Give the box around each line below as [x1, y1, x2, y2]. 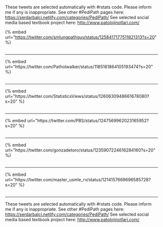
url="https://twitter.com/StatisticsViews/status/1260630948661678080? [5, 94, 149, 99]
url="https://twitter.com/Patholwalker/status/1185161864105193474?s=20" [5, 64, 153, 70]
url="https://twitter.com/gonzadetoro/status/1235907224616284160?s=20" [5, 147, 156, 153]
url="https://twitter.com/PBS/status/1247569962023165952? [27, 118, 149, 123]
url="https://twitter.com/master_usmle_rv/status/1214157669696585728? [5, 177, 151, 182]
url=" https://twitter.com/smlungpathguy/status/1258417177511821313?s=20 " [5, 34, 157, 40]
